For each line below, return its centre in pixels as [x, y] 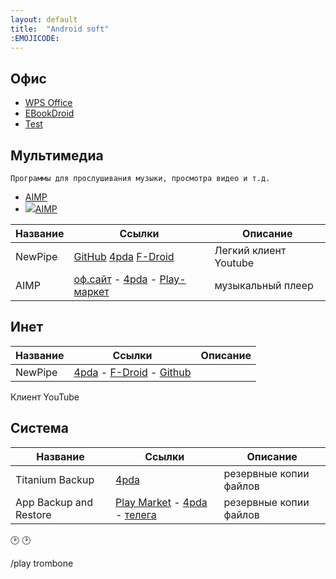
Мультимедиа [57, 155]
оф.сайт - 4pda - [115, 279]
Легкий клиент [250, 250]
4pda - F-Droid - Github [132, 372]
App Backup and [54, 502]
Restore [33, 514]
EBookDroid [49, 113]
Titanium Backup [55, 479]
